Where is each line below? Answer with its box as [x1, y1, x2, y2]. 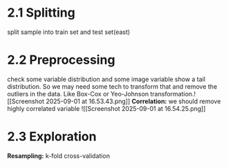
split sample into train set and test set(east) [7, 28, 131, 36]
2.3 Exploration [7, 129, 97, 145]
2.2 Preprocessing [7, 52, 115, 68]
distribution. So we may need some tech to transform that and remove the [7, 82, 218, 91]
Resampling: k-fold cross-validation [7, 151, 111, 160]
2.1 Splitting [7, 5, 76, 21]
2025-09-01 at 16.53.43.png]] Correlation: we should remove [46, 97, 221, 105]
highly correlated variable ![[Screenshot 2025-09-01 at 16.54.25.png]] [7, 104, 206, 112]
